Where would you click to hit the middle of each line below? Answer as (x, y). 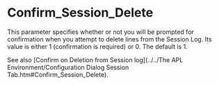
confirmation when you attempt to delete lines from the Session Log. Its (109, 39)
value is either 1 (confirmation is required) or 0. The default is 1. (97, 46)
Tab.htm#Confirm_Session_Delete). (58, 75)
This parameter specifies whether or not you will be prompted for (101, 32)
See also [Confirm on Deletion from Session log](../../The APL (95, 59)
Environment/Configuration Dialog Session (68, 67)
